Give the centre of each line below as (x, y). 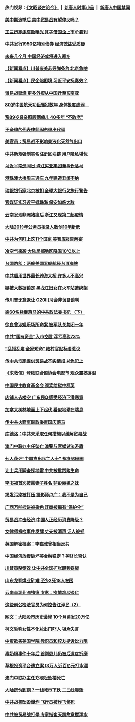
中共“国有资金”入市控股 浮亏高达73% (43, 336)
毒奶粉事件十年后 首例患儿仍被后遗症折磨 (46, 654)
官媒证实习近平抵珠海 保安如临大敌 (40, 202)
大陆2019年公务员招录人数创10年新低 (43, 227)
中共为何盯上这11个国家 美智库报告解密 (44, 239)
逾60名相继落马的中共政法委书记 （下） (45, 312)
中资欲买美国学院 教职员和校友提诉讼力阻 (46, 641)
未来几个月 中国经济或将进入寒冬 (38, 56)
